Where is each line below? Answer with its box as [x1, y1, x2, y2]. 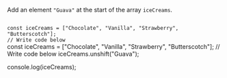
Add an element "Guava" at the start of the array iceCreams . [7, 6, 173, 14]
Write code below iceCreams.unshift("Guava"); [7, 50, 139, 58]
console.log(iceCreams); [7, 63, 77, 71]
